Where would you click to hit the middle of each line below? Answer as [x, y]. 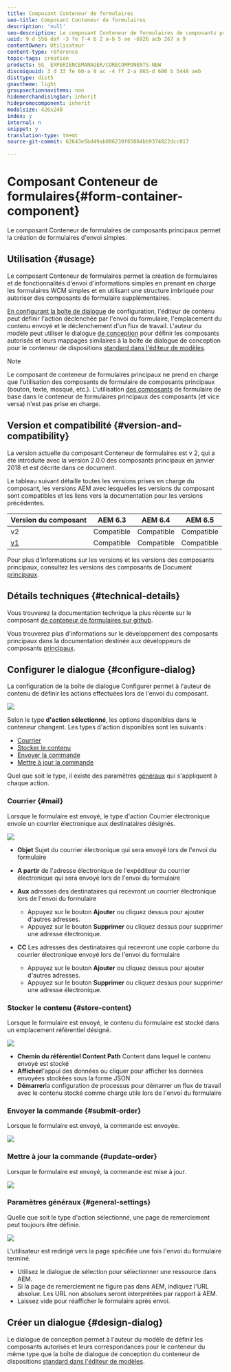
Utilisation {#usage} [51, 259]
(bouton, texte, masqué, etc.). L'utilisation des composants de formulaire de [114, 389]
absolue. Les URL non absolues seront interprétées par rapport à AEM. [117, 1293]
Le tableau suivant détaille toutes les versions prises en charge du [101, 481]
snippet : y [23, 129]
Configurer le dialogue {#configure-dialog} [101, 669]
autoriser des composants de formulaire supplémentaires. [89, 298]
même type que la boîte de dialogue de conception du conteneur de [103, 1354]
